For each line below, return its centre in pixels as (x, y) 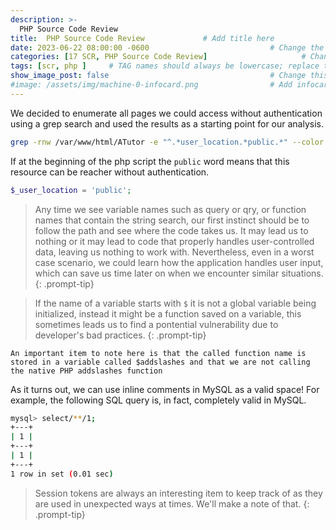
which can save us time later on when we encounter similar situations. (179, 273)
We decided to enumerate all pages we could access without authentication (166, 113)
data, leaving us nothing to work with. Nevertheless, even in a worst (174, 252)
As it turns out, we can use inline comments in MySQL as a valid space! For (165, 389)
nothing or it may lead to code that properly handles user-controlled (174, 241)
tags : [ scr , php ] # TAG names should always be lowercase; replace (165, 66)
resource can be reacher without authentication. (110, 172)
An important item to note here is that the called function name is (158, 353)
